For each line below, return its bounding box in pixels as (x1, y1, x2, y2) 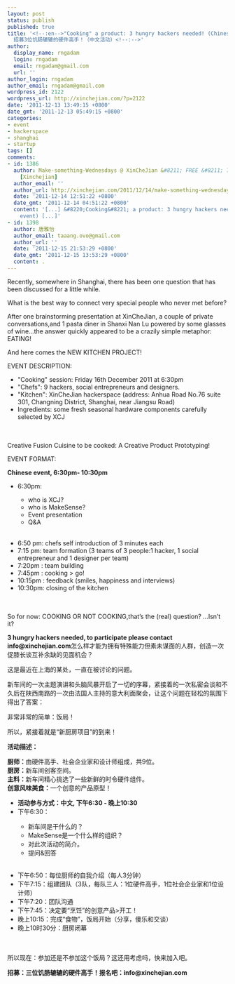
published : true (7, 23, 55, 30)
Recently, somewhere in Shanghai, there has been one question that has (7, 277, 215, 286)
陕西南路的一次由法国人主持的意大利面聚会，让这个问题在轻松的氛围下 (25, 689, 228, 697)
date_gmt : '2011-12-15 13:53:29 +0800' (13, 252, 130, 259)
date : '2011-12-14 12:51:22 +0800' (13, 193, 117, 200)
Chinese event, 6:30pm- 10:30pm (7, 468, 108, 477)
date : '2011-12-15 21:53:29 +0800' (13, 245, 117, 253)
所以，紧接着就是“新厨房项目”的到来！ (7, 727, 117, 736)
